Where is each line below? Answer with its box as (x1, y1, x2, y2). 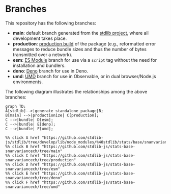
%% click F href (5, 180, 40, 185)
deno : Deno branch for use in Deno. (12, 67, 89, 74)
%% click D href (5, 162, 40, 167)
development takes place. (12, 35, 67, 41)
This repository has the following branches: (5, 20, 97, 26)
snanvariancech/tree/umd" (5, 184, 60, 189)
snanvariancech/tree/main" (5, 149, 63, 154)
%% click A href (5, 135, 40, 140)
